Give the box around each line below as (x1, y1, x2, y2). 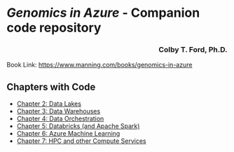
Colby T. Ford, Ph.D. (158, 45, 228, 55)
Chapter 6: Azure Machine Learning (16, 130, 121, 138)
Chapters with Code (6, 81, 96, 92)
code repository (6, 20, 102, 36)
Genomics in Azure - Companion (6, 5, 200, 21)
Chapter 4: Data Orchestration (16, 114, 104, 123)
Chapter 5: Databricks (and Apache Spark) (16, 122, 140, 130)
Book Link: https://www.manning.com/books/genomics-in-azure (6, 61, 193, 69)
